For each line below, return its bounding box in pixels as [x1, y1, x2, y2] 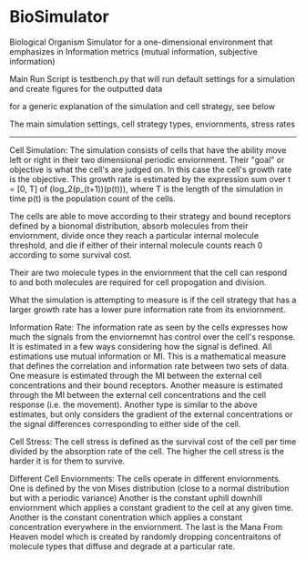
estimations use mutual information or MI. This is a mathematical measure [9, 351, 287, 362]
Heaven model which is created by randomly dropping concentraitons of [9, 531, 281, 542]
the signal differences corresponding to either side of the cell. [9, 418, 241, 429]
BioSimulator [9, 6, 109, 27]
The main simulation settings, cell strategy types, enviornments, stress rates [9, 118, 296, 129]
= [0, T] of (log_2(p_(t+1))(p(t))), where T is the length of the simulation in [9, 183, 284, 194]
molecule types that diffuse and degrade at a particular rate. [9, 540, 236, 552]
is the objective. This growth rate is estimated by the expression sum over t [9, 173, 291, 184]
